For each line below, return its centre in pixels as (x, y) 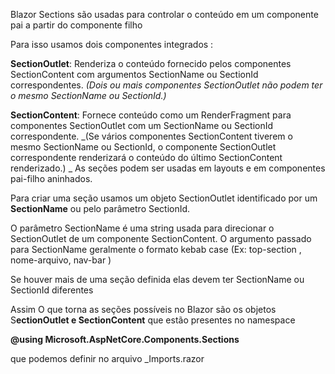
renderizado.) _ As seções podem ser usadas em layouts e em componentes (168, 168)
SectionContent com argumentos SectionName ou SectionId (134, 74)
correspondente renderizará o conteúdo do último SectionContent (146, 157)
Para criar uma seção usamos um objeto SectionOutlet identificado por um (164, 198)
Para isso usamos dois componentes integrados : (112, 44)
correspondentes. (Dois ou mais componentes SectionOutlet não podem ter (166, 85)
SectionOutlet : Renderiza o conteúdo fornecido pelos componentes (151, 63)
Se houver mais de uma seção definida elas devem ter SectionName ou (157, 279)
